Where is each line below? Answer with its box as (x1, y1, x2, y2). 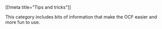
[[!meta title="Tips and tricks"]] (5, 4, 72, 10)
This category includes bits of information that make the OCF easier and (5, 14, 157, 19)
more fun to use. (5, 19, 40, 25)
